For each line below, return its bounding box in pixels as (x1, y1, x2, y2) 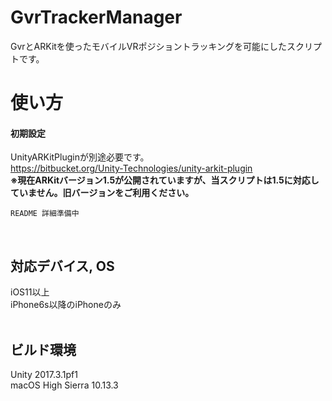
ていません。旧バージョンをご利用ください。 (10, 187, 195, 199)
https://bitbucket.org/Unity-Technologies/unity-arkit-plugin (10, 162, 253, 175)
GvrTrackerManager (10, 6, 183, 29)
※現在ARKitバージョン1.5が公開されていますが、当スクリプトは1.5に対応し (10, 174, 320, 186)
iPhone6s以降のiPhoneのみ (10, 299, 122, 311)
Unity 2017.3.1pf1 (10, 368, 78, 380)
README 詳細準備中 (10, 209, 80, 219)
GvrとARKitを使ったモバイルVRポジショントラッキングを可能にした (10, 40, 288, 52)
